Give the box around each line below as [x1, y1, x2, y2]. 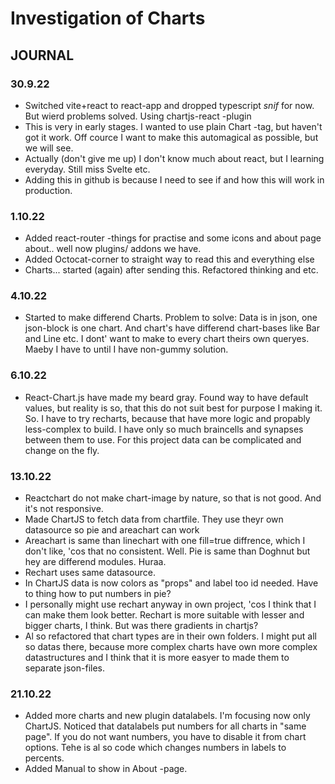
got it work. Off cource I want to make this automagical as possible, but [24, 131, 319, 143]
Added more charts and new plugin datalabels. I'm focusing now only [24, 710, 311, 722]
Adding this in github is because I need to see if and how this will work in [24, 173, 325, 186]
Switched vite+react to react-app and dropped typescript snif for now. [24, 99, 315, 111]
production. [24, 184, 73, 196]
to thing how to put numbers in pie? [24, 588, 172, 600]
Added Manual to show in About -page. [24, 763, 188, 775]
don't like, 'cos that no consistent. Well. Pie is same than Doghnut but [24, 545, 311, 557]
